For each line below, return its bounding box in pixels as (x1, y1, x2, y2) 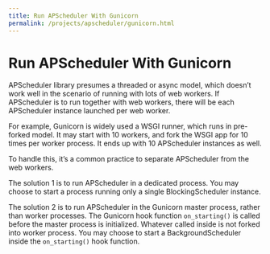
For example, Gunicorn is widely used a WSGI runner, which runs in (8, 121, 232, 131)
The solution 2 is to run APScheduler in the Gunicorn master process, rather (8, 203, 260, 212)
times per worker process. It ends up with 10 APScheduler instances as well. (8, 138, 262, 149)
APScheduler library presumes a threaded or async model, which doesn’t (8, 80, 251, 90)
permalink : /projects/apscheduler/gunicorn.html (8, 19, 175, 27)
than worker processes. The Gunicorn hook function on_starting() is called (8, 211, 260, 221)
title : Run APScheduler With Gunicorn (8, 11, 139, 20)
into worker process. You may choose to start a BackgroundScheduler (8, 228, 242, 238)
